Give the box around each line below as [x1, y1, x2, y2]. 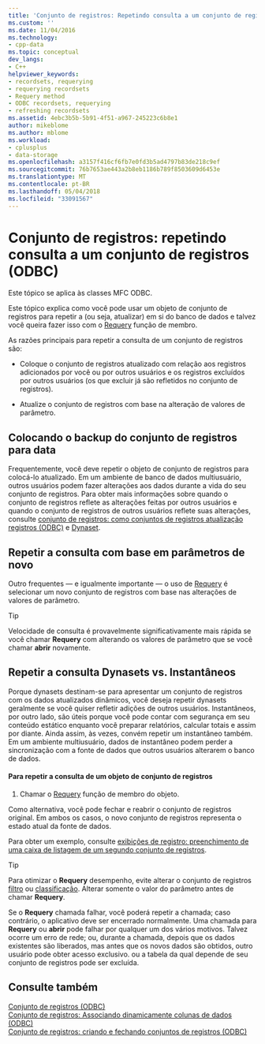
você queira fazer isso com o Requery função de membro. [8, 320, 198, 330]
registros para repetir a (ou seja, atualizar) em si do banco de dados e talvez [8, 312, 256, 322]
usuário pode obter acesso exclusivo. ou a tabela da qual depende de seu [8, 949, 248, 959]
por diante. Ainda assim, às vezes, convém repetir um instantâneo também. [8, 729, 253, 738]
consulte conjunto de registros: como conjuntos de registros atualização [8, 514, 244, 524]
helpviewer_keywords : [8, 70, 80, 78]
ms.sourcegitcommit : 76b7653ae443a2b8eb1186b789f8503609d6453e [8, 166, 221, 173]
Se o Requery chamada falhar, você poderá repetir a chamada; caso [8, 908, 231, 917]
